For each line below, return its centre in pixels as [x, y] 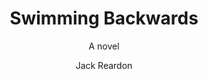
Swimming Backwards [104, 18]
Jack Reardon [104, 65]
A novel [104, 46]
